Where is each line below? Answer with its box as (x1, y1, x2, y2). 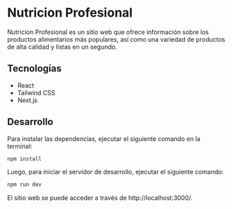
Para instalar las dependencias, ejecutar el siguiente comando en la (7, 134, 201, 143)
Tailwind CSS (17, 88, 56, 97)
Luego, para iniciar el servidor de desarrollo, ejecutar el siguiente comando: (7, 168, 224, 176)
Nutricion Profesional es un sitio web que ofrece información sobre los (7, 28, 210, 36)
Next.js (17, 96, 38, 104)
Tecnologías (7, 62, 62, 74)
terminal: (7, 142, 33, 150)
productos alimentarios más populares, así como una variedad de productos (7, 35, 226, 43)
